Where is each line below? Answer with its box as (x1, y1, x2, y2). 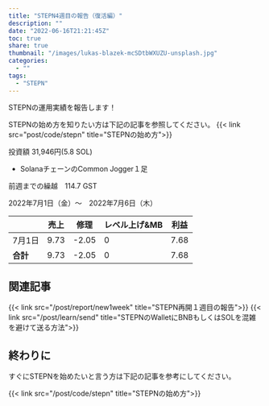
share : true (8, 42, 48, 50)
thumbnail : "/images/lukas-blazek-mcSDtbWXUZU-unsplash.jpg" (8, 49, 218, 57)
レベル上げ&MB (103, 219, 163, 230)
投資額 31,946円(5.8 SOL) (8, 147, 93, 156)
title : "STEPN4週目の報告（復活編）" (8, 11, 123, 20)
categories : (8, 57, 48, 65)
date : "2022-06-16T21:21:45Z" (8, 27, 110, 35)
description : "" (8, 19, 63, 27)
